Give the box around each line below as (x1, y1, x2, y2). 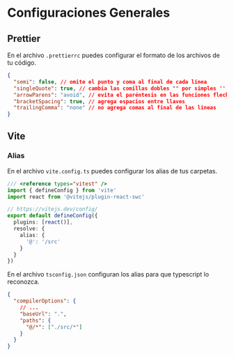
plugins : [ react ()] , (13, 219, 73, 226)
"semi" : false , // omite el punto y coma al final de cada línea (13, 78, 208, 85)
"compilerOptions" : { (13, 297, 77, 304)
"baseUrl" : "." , (19, 310, 68, 318)
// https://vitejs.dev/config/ (7, 206, 98, 213)
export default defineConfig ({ (7, 212, 98, 219)
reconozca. (7, 277, 40, 286)
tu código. (7, 59, 37, 67)
